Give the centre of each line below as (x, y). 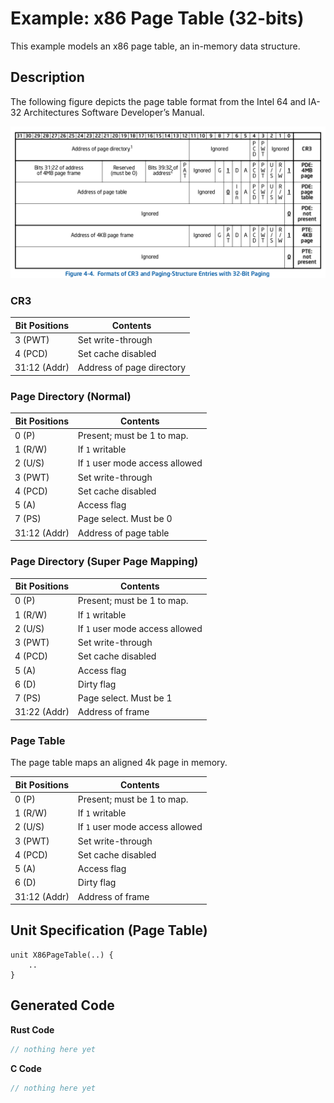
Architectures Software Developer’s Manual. (114, 112)
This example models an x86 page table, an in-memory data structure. (155, 46)
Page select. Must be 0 (125, 519)
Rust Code (32, 1029)
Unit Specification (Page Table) (109, 930)
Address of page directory (132, 368)
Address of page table (123, 533)
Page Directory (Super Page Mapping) (104, 562)
